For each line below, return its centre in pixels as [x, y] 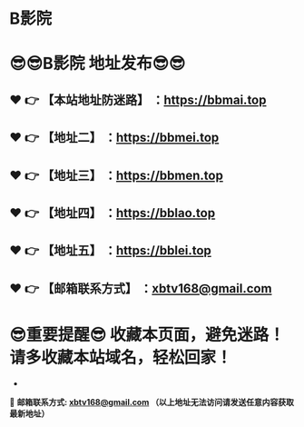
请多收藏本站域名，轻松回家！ [121, 357]
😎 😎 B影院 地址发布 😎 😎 [98, 64]
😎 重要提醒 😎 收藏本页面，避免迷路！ [147, 335]
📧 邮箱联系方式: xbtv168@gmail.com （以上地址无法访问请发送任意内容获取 [152, 402]
